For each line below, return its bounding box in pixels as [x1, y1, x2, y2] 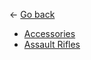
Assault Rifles [23, 39, 81, 50]
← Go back [9, 9, 56, 20]
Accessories [23, 28, 76, 39]
